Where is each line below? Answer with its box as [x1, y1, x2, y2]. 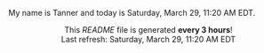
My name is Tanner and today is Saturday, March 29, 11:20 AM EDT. [8, 8, 256, 18]
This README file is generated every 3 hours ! [64, 25, 233, 34]
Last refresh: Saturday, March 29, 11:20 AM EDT [60, 34, 236, 44]
